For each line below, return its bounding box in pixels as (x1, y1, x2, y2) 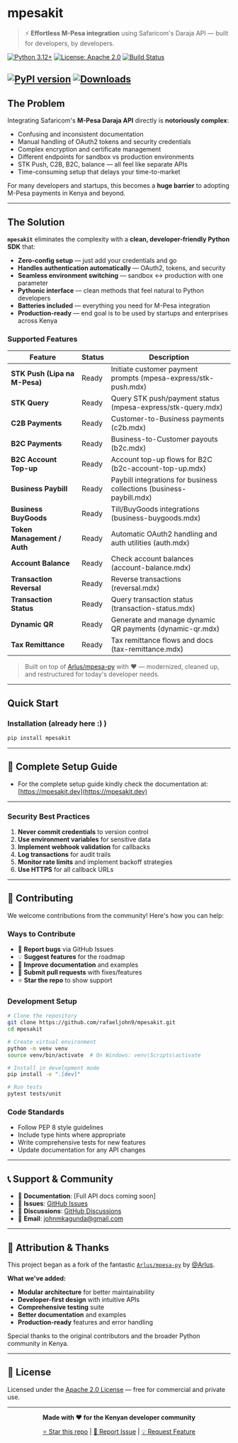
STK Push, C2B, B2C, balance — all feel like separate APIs (17, 160, 188, 169)
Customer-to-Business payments (110, 414, 225, 424)
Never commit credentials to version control (17, 827, 149, 836)
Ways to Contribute (7, 928, 76, 938)
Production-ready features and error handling (17, 1318, 154, 1326)
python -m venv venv (7, 1045, 69, 1052)
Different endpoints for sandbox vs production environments (17, 152, 195, 161)
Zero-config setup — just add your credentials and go (17, 256, 177, 264)
